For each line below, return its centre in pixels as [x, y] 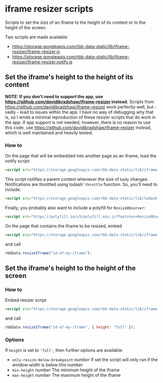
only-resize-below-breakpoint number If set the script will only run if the [85, 360]
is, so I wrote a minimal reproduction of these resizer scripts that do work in [81, 117]
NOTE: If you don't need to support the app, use [54, 96]
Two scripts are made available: [37, 37]
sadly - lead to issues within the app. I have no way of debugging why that [79, 112]
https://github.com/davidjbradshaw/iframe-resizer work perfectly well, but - [81, 107]
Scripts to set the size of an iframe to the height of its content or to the [75, 22]
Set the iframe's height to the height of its [69, 77]
